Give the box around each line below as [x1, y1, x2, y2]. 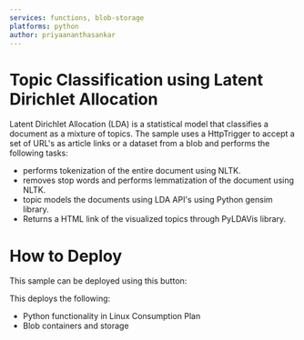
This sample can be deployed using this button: [9, 275, 187, 286]
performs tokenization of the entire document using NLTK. [22, 165, 241, 176]
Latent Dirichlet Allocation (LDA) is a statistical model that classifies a [9, 119, 269, 130]
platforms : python [9, 22, 79, 31]
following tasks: [9, 147, 68, 159]
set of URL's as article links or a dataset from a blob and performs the [9, 138, 270, 149]
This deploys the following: [9, 293, 111, 305]
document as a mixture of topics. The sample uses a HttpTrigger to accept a [9, 128, 296, 139]
